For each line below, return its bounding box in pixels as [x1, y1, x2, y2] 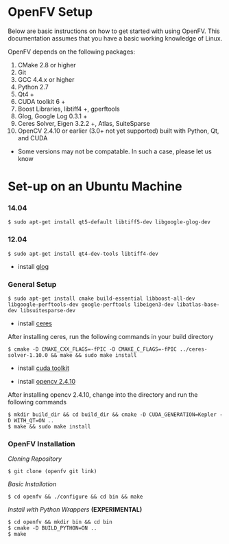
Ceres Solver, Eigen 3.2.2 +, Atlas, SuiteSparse [17, 119, 150, 127]
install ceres [17, 319, 52, 327]
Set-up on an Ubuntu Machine [8, 179, 182, 195]
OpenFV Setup [8, 4, 93, 20]
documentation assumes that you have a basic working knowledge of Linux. [8, 34, 223, 42]
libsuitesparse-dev [20, 307, 76, 314]
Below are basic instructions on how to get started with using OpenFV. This [8, 27, 220, 35]
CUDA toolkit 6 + [17, 97, 66, 105]
